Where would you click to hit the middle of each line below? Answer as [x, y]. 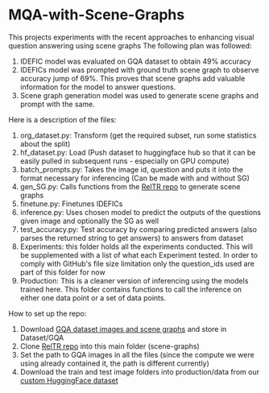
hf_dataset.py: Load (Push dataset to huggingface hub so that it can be [138, 152]
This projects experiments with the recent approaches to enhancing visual [131, 37]
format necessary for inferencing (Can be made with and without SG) [134, 178]
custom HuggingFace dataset [69, 380]
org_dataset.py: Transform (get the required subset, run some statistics [138, 135]
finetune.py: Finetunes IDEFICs [71, 204]
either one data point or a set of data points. [93, 298]
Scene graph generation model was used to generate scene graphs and [139, 95]
